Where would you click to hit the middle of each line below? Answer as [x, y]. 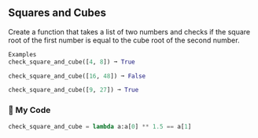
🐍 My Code [29, 111]
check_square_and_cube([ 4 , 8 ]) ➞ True [72, 62]
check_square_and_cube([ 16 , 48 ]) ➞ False [77, 76]
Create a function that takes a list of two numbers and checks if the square [129, 31]
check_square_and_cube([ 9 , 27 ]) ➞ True [74, 90]
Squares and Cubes [57, 13]
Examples [22, 54]
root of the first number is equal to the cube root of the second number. [124, 40]
